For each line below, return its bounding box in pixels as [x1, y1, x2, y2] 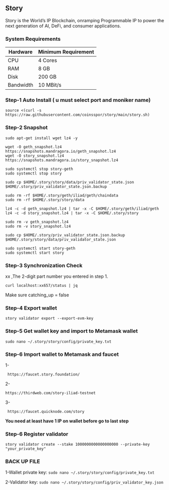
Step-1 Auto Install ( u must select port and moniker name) [5, 97, 151, 104]
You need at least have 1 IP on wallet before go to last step [5, 418, 129, 424]
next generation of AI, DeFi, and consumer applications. [5, 23, 121, 29]
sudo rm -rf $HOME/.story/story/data [5, 197, 85, 202]
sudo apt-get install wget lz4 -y [5, 136, 78, 141]
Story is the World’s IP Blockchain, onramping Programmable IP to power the [5, 17, 164, 23]
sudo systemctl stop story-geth [5, 166, 73, 171]
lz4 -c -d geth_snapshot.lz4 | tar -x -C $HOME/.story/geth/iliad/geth [5, 206, 159, 211]
